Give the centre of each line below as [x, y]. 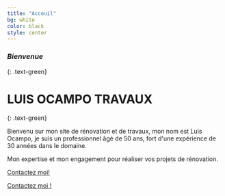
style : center [27, 33]
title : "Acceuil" [32, 13]
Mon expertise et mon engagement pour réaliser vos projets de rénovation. [113, 159]
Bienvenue [25, 57]
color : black [26, 26]
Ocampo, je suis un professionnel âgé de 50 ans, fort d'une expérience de [112, 138]
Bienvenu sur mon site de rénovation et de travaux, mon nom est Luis [105, 132]
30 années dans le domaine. [47, 146]
